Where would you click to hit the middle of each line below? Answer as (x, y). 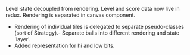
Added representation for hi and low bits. (64, 45)
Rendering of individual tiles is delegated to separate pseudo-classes (99, 27)
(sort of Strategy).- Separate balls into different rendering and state (97, 33)
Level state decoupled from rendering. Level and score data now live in (93, 9)
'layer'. (22, 39)
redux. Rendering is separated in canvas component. (70, 15)
